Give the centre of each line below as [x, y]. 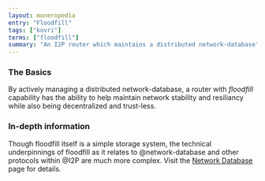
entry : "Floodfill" [40, 23]
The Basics [30, 72]
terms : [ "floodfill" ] [44, 37]
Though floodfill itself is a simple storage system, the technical [110, 143]
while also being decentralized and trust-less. [82, 106]
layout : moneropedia [42, 15]
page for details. [35, 168]
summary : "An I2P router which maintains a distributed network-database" [134, 45]
